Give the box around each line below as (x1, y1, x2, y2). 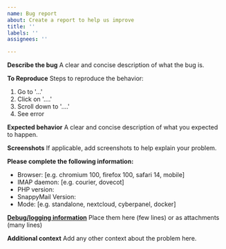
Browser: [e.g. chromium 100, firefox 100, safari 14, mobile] (17, 171, 185, 179)
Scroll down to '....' (17, 102, 70, 111)
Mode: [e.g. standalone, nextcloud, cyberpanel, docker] (17, 200, 176, 208)
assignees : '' (7, 36, 48, 43)
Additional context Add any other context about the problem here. (7, 234, 197, 243)
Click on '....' (17, 95, 53, 104)
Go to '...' (17, 88, 43, 96)
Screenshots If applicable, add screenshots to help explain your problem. (7, 144, 217, 152)
